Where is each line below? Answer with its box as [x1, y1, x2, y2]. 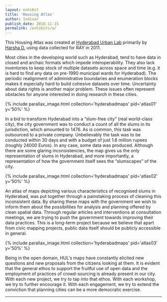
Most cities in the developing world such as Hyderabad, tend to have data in [5, 54, 161, 60]
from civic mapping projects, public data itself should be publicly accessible [5, 225, 161, 231]
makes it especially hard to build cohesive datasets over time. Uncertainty [5, 81, 157, 87]
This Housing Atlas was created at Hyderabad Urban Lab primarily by [5, 39, 148, 45]
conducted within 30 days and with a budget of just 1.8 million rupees [5, 137, 148, 143]
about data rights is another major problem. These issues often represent [5, 86, 155, 92]
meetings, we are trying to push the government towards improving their [5, 214, 154, 220]
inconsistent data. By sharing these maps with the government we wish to [5, 199, 157, 204]
